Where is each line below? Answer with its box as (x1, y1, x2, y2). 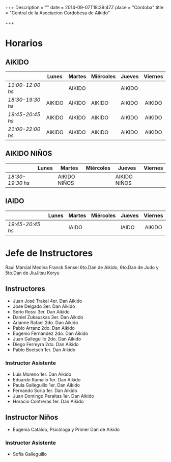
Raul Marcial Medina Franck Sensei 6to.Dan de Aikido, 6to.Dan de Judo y (5, 264, 159, 270)
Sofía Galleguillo (12, 451, 47, 457)
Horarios (5, 38, 43, 49)
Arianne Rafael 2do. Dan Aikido (12, 320, 78, 326)
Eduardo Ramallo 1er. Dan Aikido (12, 376, 81, 382)
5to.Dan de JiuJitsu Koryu (5, 270, 60, 276)
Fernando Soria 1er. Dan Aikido (12, 387, 78, 394)
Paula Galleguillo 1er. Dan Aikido (12, 382, 80, 388)
